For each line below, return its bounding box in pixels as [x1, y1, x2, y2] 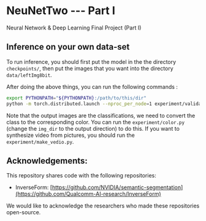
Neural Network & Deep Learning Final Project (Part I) [6, 24, 142, 31]
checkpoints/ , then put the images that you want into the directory [6, 64, 174, 72]
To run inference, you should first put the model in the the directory [6, 58, 177, 65]
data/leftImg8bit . [6, 71, 52, 79]
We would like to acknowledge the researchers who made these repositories [6, 202, 200, 209]
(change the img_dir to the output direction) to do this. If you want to [6, 125, 180, 132]
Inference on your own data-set [6, 42, 130, 52]
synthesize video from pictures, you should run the [6, 131, 135, 139]
